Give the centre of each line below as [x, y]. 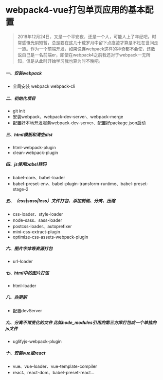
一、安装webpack [24, 73]
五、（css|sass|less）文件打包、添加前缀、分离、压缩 [61, 201]
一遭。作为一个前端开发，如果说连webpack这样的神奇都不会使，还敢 [86, 49]
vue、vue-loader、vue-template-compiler [55, 366]
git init [19, 111]
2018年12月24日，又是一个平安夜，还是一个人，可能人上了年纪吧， [85, 37]
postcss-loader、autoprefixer [42, 226]
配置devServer [27, 310]
